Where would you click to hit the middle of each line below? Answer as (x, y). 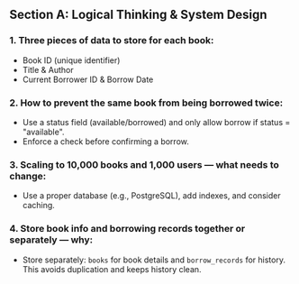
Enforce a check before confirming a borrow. (105, 141)
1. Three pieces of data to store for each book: (112, 41)
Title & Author (48, 69)
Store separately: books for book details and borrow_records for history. (154, 260)
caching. (39, 206)
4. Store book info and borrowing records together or (127, 229)
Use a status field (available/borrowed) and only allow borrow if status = (156, 122)
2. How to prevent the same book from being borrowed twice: (146, 103)
